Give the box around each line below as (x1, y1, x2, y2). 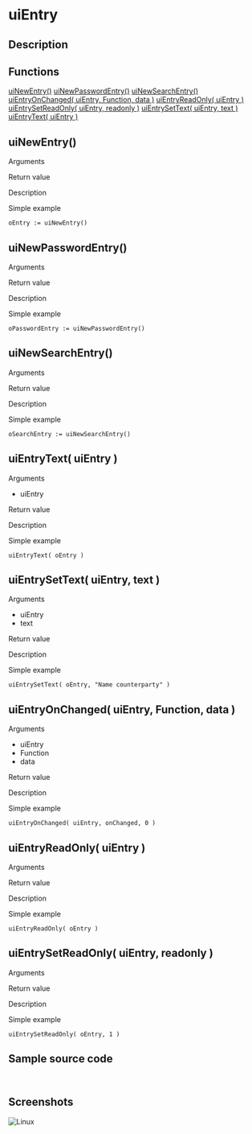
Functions (8, 64, 60, 78)
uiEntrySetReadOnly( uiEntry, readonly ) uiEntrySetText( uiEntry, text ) (8, 103, 238, 113)
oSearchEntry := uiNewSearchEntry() (8, 430, 131, 438)
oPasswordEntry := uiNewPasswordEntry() (8, 324, 146, 333)
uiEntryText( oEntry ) (8, 551, 84, 559)
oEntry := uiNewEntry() (8, 219, 88, 227)
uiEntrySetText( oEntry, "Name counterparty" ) (8, 681, 171, 689)
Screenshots (8, 1095, 74, 1109)
